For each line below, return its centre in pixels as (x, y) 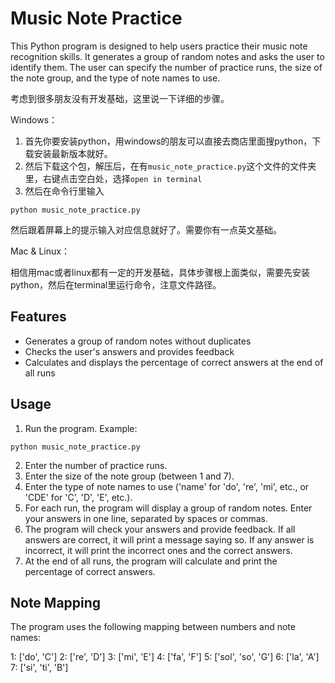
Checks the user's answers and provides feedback (129, 351)
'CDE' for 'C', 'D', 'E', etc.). (78, 497)
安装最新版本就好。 (73, 153)
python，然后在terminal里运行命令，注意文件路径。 (116, 284)
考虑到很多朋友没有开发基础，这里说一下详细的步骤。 (120, 98)
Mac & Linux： (40, 251)
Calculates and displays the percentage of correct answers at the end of (174, 362)
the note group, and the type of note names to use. (115, 78)
